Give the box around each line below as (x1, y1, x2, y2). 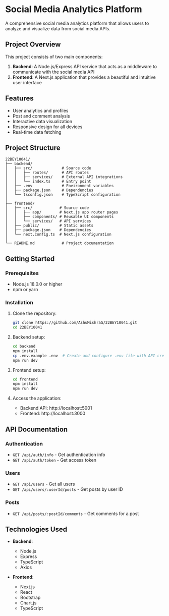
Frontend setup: (12, 367, 46, 373)
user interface (12, 79, 42, 85)
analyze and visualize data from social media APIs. (5, 25, 110, 31)
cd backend (12, 344, 36, 349)
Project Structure (5, 143, 61, 152)
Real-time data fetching (12, 129, 62, 135)
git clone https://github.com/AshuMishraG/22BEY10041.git (12, 320, 137, 325)
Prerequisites (5, 269, 39, 276)
